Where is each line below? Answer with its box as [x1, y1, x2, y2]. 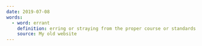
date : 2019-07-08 [6, 8, 50, 15]
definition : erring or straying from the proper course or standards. [17, 25, 199, 32]
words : [6, 14, 23, 20]
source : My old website [17, 31, 77, 37]
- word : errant [11, 20, 50, 26]
